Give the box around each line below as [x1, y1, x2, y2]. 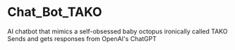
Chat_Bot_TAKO [7, 4, 102, 20]
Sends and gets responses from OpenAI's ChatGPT [7, 34, 157, 42]
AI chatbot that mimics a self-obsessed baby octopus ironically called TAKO [7, 27, 228, 35]
